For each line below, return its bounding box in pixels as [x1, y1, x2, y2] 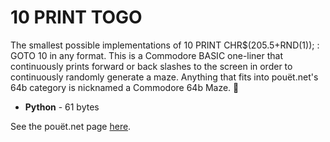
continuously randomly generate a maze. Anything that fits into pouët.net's [10, 71, 319, 83]
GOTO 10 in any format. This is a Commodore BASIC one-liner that [10, 49, 284, 61]
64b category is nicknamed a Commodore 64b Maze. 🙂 [10, 81, 240, 93]
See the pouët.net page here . [10, 120, 132, 132]
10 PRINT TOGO [10, 6, 143, 29]
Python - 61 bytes [24, 101, 100, 113]
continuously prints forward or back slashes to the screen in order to [10, 60, 293, 72]
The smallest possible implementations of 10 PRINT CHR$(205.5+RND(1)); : [10, 39, 320, 51]
